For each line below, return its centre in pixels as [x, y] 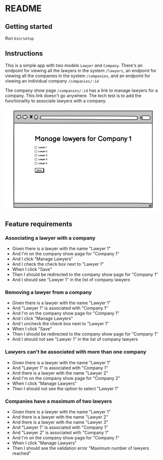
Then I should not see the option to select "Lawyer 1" [65, 388]
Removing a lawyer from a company [48, 293]
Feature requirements [39, 224]
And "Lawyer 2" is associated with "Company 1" [60, 433]
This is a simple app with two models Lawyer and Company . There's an [74, 65]
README [23, 9]
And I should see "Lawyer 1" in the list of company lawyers [71, 280]
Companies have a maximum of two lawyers [59, 401]
